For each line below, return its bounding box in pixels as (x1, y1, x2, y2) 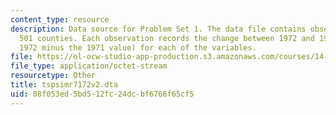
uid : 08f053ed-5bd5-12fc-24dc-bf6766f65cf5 (10, 89, 195, 99)
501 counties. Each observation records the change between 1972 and (19, 33, 315, 43)
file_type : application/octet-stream (10, 61, 168, 71)
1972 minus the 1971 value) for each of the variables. (19, 42, 257, 53)
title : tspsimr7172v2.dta (10, 80, 118, 90)
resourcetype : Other (10, 71, 97, 81)
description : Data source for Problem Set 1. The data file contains (10, 24, 307, 34)
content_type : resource (10, 14, 110, 25)
